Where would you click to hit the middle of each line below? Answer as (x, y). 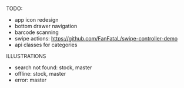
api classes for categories (46, 45)
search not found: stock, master (53, 67)
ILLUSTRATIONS (26, 56)
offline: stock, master (40, 74)
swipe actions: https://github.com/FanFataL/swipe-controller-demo (96, 38)
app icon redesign (36, 20)
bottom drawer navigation (46, 26)
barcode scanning (36, 32)
